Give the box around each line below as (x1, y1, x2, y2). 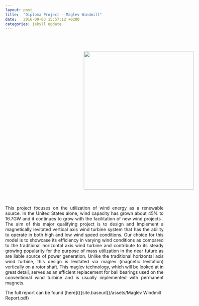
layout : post (5, 7, 33, 13)
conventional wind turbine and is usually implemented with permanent (5, 275, 164, 281)
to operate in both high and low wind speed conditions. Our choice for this (5, 232, 164, 238)
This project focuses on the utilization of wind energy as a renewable (5, 205, 164, 211)
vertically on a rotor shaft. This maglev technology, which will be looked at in (5, 264, 164, 270)
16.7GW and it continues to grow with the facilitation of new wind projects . (5, 216, 164, 222)
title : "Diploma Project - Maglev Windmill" (5, 12, 102, 17)
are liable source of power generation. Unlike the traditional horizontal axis (5, 253, 164, 259)
